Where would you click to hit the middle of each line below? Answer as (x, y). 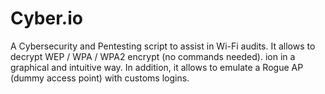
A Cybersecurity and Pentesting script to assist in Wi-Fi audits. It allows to (163, 46)
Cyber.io (46, 18)
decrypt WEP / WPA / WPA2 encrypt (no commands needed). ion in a (153, 56)
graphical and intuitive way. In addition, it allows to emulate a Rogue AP (157, 67)
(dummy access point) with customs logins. (100, 78)
